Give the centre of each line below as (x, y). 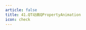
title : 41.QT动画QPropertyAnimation (43, 15)
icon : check (18, 19)
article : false (21, 10)
